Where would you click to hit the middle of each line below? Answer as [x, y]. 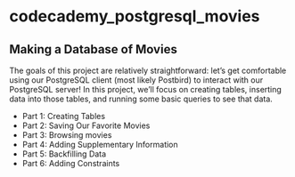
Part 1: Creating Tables [63, 116]
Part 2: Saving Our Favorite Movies [86, 125]
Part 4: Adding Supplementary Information [100, 145]
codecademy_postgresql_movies [135, 16]
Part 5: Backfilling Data [64, 154]
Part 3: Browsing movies [67, 135]
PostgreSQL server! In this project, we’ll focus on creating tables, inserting [146, 89]
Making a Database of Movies [94, 49]
